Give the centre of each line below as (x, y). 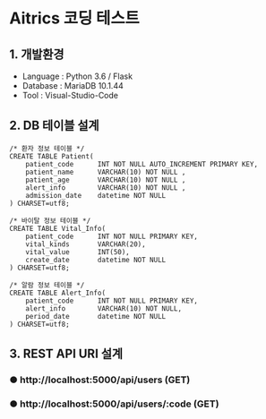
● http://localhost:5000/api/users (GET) (100, 380)
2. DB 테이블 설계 (55, 126)
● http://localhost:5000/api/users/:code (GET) (114, 404)
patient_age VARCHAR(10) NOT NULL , (106, 180)
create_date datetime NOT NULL (96, 260)
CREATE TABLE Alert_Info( (57, 293)
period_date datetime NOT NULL (96, 316)
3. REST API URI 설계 (66, 354)
